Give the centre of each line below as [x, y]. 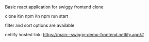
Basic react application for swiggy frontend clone [54, 7]
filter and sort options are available [40, 25]
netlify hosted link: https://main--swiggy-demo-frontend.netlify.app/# [74, 35]
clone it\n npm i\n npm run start [37, 16]
